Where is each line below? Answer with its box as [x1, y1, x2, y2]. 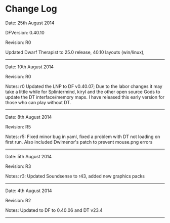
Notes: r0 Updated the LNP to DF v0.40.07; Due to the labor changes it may [5, 83, 163, 89]
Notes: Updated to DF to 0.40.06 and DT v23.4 [5, 207, 103, 213]
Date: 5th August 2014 [5, 153, 52, 159]
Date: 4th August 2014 [5, 188, 52, 194]
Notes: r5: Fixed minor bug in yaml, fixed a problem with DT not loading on [5, 133, 160, 140]
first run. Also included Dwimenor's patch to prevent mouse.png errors [5, 139, 153, 145]
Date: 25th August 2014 [5, 20, 55, 26]
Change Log [5, 3, 57, 15]
